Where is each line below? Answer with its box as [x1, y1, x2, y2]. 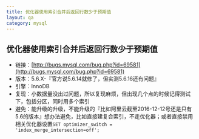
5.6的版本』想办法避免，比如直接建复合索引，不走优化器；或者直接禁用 [15, 113, 194, 120]
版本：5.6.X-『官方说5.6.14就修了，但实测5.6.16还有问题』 [15, 75, 160, 82]
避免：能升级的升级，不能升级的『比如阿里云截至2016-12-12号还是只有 [15, 105, 192, 112]
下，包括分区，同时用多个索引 [15, 98, 90, 105]
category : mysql [6, 20, 47, 26]
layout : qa [6, 15, 34, 21]
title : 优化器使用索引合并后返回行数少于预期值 [6, 8, 112, 15]
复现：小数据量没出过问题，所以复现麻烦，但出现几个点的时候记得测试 [15, 90, 191, 97]
